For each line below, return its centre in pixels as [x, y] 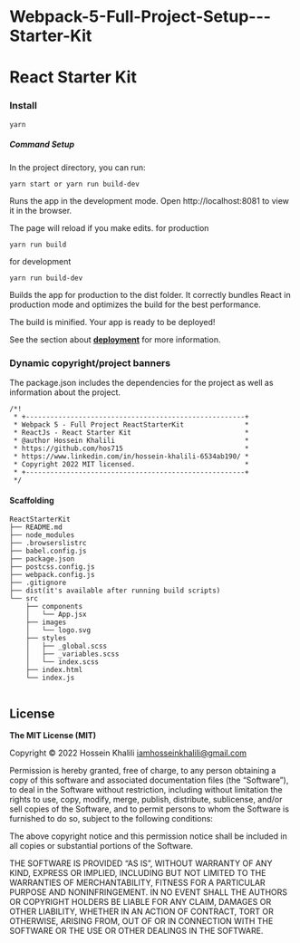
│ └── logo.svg [58, 630]
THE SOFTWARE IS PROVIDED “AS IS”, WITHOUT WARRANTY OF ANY [141, 863]
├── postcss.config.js [52, 567]
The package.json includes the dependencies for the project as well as [141, 382]
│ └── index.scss [63, 662]
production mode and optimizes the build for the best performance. [135, 304]
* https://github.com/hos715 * [131, 448]
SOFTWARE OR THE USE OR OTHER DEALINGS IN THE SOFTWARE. [136, 930]
